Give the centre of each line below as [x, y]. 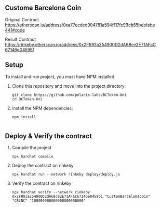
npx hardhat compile [33, 157]
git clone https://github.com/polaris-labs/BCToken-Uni [69, 95]
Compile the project [32, 148]
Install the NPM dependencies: [42, 108]
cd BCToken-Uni [27, 99]
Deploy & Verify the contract [48, 136]
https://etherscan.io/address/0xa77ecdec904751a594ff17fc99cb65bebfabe [80, 25]
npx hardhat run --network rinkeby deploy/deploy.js [66, 175]
